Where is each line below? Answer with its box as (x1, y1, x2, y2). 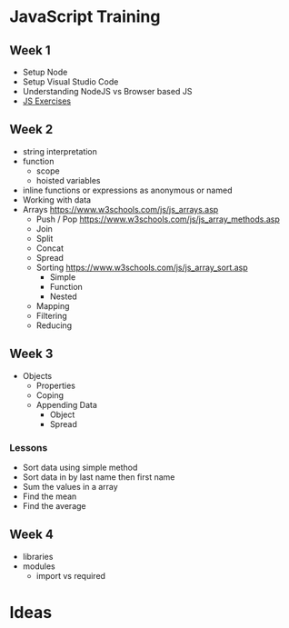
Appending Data (35, 399, 98, 410)
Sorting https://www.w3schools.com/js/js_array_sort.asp (35, 262, 248, 273)
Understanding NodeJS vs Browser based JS (22, 86, 193, 96)
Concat (35, 243, 65, 254)
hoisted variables (35, 174, 101, 185)
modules (22, 561, 56, 572)
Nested (49, 291, 77, 302)
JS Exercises (22, 95, 71, 106)
